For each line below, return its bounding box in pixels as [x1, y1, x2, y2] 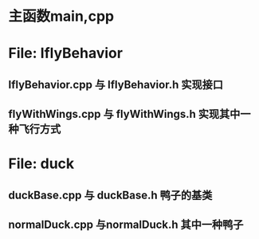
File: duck [8, 155, 75, 173]
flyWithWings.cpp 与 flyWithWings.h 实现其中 [8, 108, 241, 121]
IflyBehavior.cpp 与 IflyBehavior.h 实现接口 [8, 77, 223, 92]
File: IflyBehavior [8, 45, 124, 62]
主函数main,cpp [8, 7, 114, 25]
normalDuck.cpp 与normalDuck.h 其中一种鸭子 [8, 218, 244, 232]
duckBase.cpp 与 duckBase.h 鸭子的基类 [8, 188, 213, 202]
